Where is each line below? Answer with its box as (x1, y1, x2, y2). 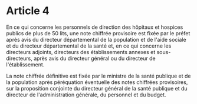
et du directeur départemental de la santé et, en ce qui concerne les (6, 42, 172, 49)
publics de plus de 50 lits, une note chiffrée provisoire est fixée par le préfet (6, 29, 191, 36)
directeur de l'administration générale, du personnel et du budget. (6, 91, 166, 98)
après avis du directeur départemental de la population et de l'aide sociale (6, 36, 187, 43)
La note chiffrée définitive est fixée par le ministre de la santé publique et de (6, 72, 191, 79)
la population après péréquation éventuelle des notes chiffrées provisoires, (6, 78, 188, 86)
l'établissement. (6, 61, 45, 68)
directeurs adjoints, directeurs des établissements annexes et (6, 48, 156, 55)
